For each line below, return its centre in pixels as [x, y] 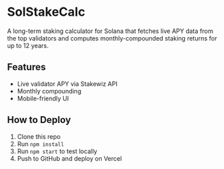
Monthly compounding [49, 91]
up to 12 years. [28, 45]
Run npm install [41, 144]
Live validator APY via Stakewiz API [67, 84]
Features [26, 67]
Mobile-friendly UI [43, 98]
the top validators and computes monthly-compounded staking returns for [112, 38]
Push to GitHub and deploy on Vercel [69, 158]
